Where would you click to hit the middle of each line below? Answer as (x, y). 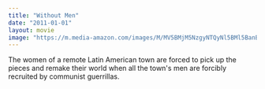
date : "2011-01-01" (40, 23)
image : (19, 37)
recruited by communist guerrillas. (64, 76)
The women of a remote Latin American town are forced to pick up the (122, 60)
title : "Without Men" (44, 15)
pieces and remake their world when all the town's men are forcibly (118, 69)
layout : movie (32, 30)
